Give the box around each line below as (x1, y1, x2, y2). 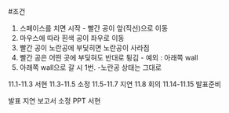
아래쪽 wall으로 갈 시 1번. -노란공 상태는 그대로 (19, 63, 162, 72)
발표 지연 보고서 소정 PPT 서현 (8, 97, 101, 105)
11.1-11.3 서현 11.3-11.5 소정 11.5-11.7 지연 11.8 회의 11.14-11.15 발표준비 (8, 79, 222, 89)
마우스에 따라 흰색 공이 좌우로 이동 (19, 34, 125, 42)
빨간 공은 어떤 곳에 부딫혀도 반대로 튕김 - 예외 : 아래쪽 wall (19, 53, 198, 62)
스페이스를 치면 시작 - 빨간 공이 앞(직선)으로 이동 (19, 24, 169, 33)
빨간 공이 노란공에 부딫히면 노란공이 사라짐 (19, 43, 151, 53)
